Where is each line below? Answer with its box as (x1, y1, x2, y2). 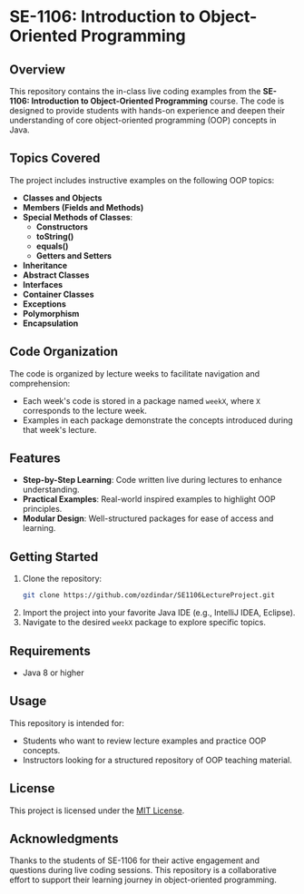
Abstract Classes (22, 270, 90, 280)
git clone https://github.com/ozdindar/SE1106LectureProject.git (22, 591, 275, 600)
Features (9, 451, 61, 467)
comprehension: (9, 378, 71, 388)
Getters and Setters (35, 250, 112, 260)
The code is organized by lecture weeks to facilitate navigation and (9, 368, 260, 378)
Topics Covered (9, 151, 101, 166)
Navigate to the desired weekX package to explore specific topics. (22, 617, 266, 628)
